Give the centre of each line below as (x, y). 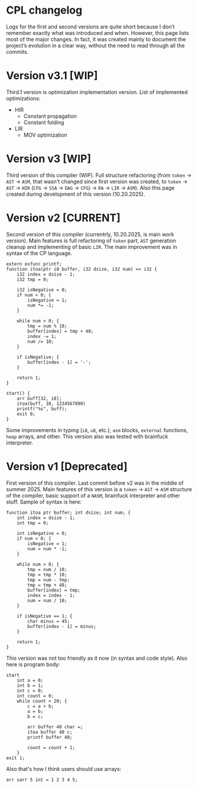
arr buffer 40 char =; (55, 727)
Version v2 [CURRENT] (63, 218)
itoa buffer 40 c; (50, 732)
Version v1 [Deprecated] (67, 466)
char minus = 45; (48, 621)
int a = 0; (30, 680)
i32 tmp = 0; (33, 279)
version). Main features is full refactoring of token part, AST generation (91, 241)
